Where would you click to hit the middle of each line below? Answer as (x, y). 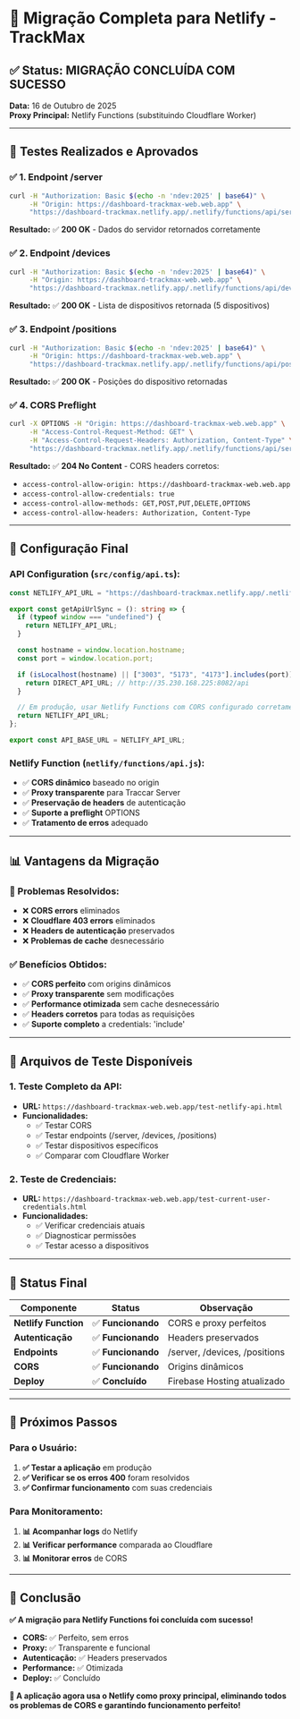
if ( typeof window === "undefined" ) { (90, 617)
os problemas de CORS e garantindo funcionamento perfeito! (125, 1705)
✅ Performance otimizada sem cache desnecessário (121, 1004)
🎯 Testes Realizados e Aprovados (104, 152)
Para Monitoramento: (56, 1511)
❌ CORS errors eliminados (71, 910)
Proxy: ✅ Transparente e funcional (86, 1647)
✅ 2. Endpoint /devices (60, 253)
